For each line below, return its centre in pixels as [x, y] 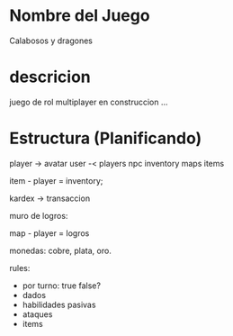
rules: [20, 268]
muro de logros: [39, 215]
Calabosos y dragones [51, 41]
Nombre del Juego [80, 16]
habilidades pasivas [59, 304]
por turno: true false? [62, 286]
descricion [50, 77]
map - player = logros [49, 233]
